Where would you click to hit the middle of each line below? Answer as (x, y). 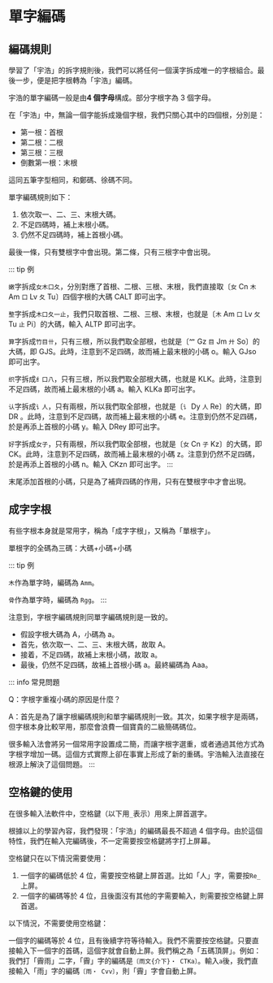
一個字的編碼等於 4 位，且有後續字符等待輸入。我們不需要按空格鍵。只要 (130, 940)
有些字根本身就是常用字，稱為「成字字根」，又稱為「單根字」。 (112, 530)
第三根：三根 (41, 152)
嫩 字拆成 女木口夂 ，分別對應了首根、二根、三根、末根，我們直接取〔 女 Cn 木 (132, 286)
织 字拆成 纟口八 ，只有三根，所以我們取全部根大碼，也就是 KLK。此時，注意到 (135, 379)
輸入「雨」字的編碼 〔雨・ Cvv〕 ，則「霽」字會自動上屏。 (108, 971)
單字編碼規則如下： (41, 197)
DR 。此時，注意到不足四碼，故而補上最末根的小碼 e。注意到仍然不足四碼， (135, 416)
